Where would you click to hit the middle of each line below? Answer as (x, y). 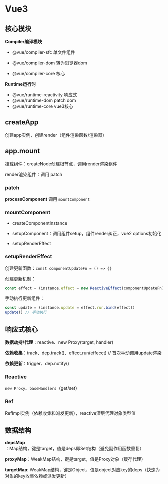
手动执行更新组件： (25, 298)
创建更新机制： (20, 279)
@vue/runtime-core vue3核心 (43, 106)
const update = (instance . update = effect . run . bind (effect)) (70, 308)
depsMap (15, 443)
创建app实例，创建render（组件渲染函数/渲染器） (56, 135)
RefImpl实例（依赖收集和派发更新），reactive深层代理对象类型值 (71, 413)
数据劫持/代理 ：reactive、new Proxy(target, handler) (59, 342)
